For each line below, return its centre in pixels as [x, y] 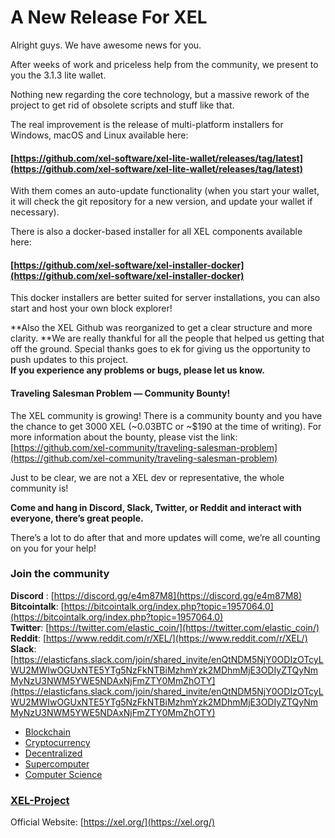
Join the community [60, 574]
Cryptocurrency [57, 742]
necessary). [35, 212]
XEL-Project [40, 800]
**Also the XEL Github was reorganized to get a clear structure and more [161, 328]
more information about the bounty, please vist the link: [124, 437]
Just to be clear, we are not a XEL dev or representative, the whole [147, 477]
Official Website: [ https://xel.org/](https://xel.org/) [113, 822]
